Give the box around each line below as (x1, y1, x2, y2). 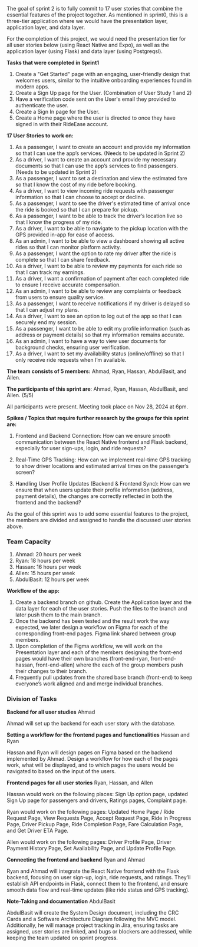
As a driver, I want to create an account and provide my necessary (15, 156, 177, 163)
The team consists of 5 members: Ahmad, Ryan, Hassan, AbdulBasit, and (6, 368, 187, 375)
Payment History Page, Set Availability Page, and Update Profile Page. (6, 844, 177, 852)
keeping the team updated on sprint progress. (6, 934, 118, 941)
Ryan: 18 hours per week (15, 557, 75, 565)
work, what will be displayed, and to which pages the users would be (6, 761, 174, 768)
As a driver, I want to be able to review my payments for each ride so (15, 262, 183, 269)
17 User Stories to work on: (6, 132, 74, 139)
